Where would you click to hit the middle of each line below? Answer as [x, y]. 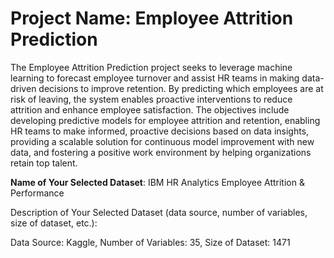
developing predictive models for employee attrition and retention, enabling [165, 120]
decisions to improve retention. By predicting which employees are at [181, 88]
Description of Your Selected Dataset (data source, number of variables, [159, 212]
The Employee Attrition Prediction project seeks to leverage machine [151, 67]
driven [23, 88]
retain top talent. [44, 163]
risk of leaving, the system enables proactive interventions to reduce [151, 99]
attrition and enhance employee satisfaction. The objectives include [150, 109]
